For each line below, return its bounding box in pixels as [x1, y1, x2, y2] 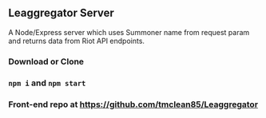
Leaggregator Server [8, 6, 114, 20]
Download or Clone [8, 56, 85, 67]
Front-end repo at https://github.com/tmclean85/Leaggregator [8, 99, 258, 110]
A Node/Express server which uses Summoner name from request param [8, 27, 250, 37]
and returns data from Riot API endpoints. [8, 36, 145, 45]
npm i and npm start [8, 77, 86, 88]
